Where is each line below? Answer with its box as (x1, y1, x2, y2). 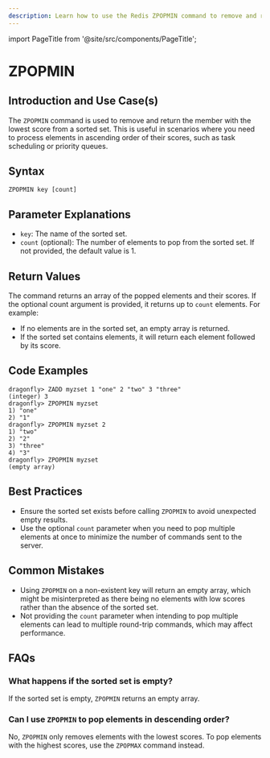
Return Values (8, 269, 81, 283)
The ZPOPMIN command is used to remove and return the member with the (8, 115, 252, 125)
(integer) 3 (8, 392, 48, 400)
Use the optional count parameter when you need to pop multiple (19, 523, 235, 532)
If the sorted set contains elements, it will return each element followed (19, 332, 256, 342)
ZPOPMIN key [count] (8, 186, 78, 194)
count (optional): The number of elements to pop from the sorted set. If (19, 238, 255, 247)
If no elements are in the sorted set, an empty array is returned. (19, 324, 231, 333)
